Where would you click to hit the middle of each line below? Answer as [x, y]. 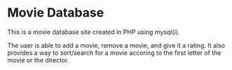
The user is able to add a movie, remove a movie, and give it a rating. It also [116, 45]
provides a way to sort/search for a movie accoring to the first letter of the [114, 53]
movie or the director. [38, 60]
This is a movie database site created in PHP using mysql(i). [94, 32]
